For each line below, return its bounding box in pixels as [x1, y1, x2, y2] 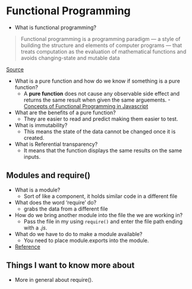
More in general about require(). [14, 276, 93, 283]
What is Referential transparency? [14, 140, 98, 147]
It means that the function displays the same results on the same [23, 147, 182, 154]
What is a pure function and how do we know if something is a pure [14, 77, 180, 84]
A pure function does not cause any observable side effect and [23, 90, 180, 97]
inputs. [23, 153, 40, 160]
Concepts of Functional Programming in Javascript [23, 102, 149, 109]
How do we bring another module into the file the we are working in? [14, 211, 183, 218]
